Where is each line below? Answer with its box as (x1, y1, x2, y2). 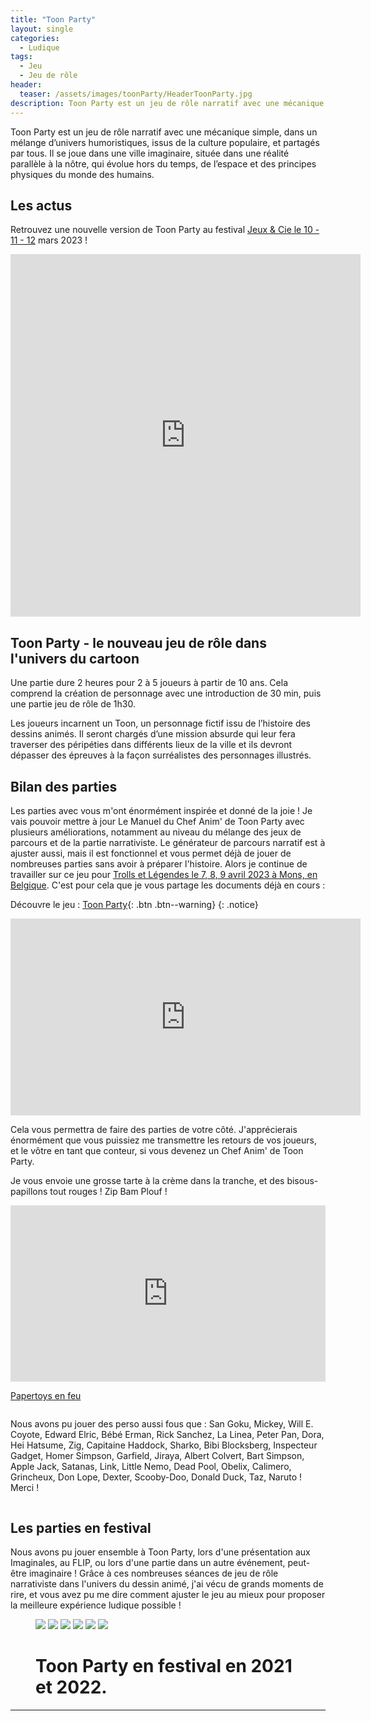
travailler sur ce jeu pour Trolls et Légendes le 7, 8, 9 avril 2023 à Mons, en (10, 868, 318, 880)
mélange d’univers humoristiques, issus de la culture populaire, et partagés (10, 136, 320, 148)
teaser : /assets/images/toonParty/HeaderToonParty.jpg (19, 89, 253, 99)
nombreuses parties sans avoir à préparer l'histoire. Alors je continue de (10, 857, 308, 870)
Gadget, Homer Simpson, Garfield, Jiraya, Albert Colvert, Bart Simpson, (10, 1450, 305, 1462)
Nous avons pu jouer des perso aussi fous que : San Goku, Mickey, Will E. (10, 1418, 314, 1430)
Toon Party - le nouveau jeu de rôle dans (10, 634, 267, 651)
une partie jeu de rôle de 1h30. (10, 698, 136, 710)
